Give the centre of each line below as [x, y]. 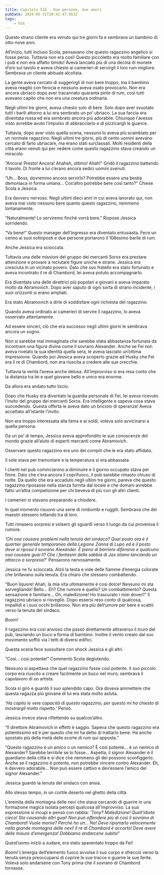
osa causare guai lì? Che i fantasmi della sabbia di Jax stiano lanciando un [81, 555]
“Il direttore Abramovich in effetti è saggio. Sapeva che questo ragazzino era [82, 728]
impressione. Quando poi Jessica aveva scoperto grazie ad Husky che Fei [80, 357]
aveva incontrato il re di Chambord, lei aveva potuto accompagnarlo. [74, 273]
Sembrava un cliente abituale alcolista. [44, 73]
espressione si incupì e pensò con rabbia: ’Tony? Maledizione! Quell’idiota [80, 813]
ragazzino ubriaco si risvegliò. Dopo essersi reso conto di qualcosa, [73, 600]
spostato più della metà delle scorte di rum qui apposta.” [62, 738]
